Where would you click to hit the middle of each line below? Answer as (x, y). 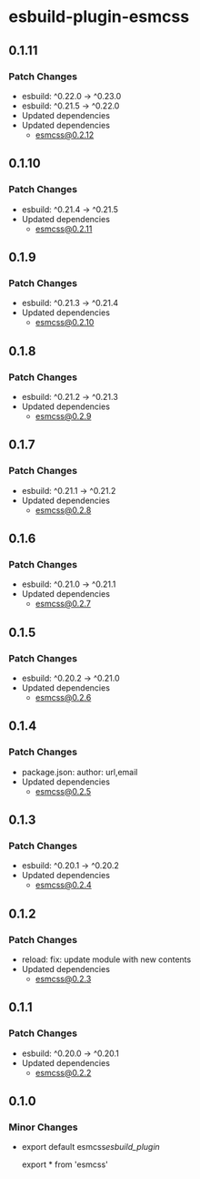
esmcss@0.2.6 (63, 697)
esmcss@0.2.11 (64, 229)
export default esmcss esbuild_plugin (90, 1147)
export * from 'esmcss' (65, 1164)
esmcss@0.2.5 (63, 791)
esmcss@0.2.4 (63, 885)
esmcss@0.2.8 (63, 510)
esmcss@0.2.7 (63, 604)
